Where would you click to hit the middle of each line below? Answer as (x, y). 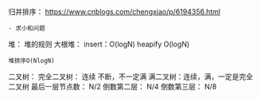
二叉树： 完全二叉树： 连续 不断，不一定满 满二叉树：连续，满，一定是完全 (130, 77)
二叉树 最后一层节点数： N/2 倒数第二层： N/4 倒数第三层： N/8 (113, 87)
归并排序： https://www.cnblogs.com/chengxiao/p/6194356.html (115, 12)
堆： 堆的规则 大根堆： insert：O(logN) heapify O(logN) (99, 44)
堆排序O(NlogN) (31, 61)
